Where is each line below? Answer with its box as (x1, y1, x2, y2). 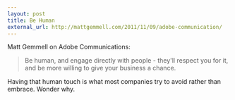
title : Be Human (7, 17, 55, 24)
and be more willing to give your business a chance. (24, 64, 176, 73)
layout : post (7, 10, 46, 18)
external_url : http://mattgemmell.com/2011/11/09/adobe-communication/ (7, 23, 222, 30)
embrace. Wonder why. (7, 85, 76, 94)
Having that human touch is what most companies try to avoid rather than (7, 77, 221, 86)
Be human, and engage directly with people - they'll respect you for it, (24, 56, 229, 65)
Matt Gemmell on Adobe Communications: (7, 43, 131, 51)
